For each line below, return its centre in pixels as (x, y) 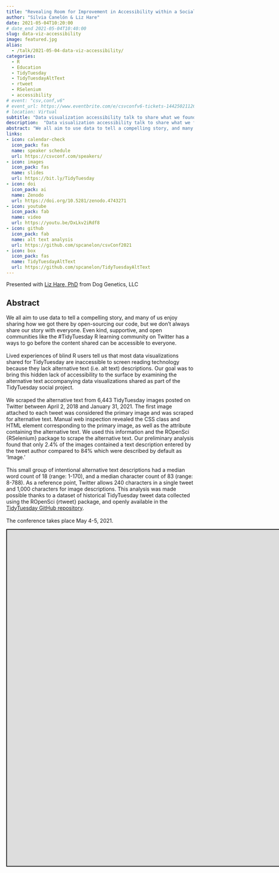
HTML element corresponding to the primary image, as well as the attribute (98, 425)
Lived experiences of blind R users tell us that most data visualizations (92, 356)
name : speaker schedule (41, 151)
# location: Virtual (32, 112)
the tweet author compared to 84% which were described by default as (94, 451)
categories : (21, 56)
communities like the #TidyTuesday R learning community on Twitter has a (98, 336)
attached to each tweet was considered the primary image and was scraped (100, 412)
